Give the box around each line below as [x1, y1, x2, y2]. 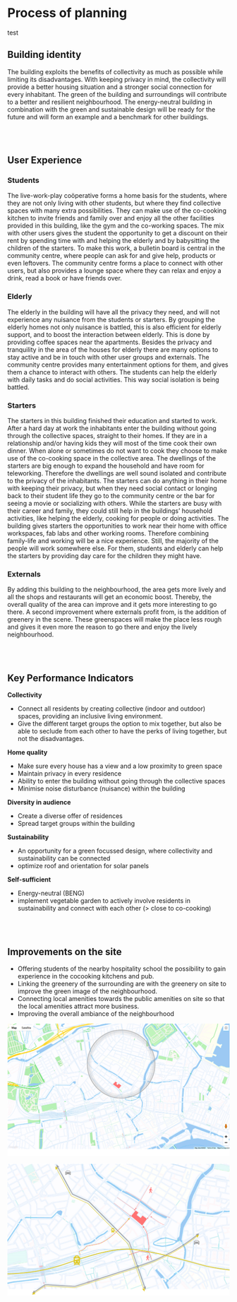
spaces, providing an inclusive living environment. [17, 712, 164, 721]
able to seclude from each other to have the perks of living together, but [17, 727, 227, 735]
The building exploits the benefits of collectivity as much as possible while [7, 67, 224, 76]
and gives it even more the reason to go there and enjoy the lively [7, 623, 197, 632]
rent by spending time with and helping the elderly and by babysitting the [7, 237, 220, 245]
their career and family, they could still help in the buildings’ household [7, 507, 213, 515]
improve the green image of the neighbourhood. [17, 987, 157, 995]
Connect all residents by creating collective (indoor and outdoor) [17, 704, 206, 713]
